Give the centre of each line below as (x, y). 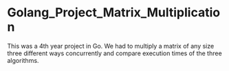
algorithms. (23, 60)
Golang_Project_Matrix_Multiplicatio (114, 13)
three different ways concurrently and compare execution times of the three (115, 53)
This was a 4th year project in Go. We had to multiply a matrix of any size (111, 46)
